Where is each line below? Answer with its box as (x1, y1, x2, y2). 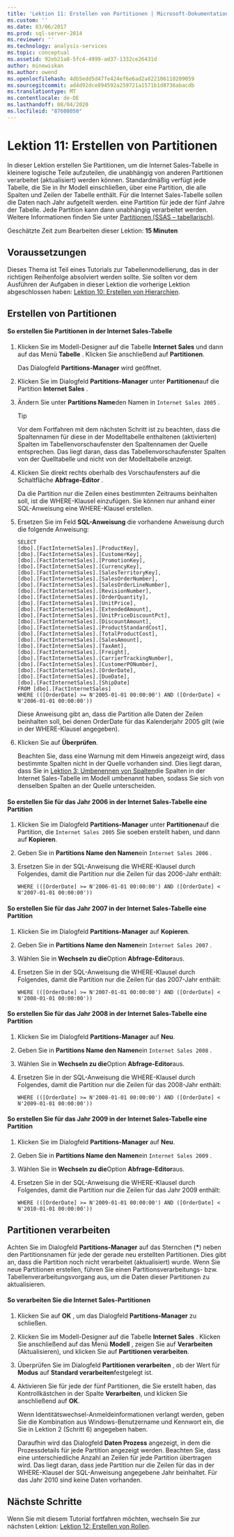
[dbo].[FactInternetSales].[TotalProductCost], (17, 630, 158, 638)
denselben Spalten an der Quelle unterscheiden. (17, 782, 157, 790)
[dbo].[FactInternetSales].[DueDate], (17, 673, 130, 680)
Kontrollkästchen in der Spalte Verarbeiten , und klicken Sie (17, 1389, 188, 1397)
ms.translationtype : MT (7, 88, 77, 95)
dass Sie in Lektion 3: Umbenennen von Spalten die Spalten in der (17, 766, 205, 775)
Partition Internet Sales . (17, 385, 88, 393)
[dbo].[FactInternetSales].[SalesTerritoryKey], (17, 569, 162, 576)
